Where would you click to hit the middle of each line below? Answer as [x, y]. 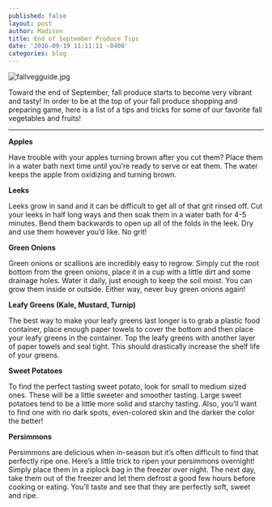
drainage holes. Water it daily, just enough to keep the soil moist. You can [130, 280]
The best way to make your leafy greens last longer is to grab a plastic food [134, 320]
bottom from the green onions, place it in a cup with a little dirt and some [130, 272]
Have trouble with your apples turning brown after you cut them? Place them [136, 157]
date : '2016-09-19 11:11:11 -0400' [68, 46]
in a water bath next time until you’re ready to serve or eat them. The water [133, 166]
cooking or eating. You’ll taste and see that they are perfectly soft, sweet [130, 487]
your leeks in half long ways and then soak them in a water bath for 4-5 [127, 215]
